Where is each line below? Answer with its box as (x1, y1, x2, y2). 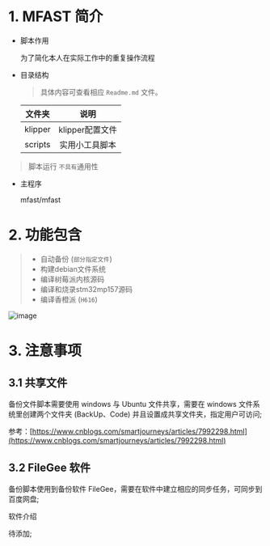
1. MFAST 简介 (8, 7, 103, 26)
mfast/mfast (19, 195, 61, 205)
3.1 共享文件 (8, 376, 68, 390)
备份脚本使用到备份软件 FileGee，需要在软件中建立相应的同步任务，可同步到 (8, 484, 263, 493)
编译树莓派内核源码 (40, 274, 105, 284)
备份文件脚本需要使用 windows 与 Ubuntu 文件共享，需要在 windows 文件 (8, 399, 253, 408)
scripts (24, 138, 51, 150)
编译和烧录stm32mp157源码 (40, 284, 133, 294)
